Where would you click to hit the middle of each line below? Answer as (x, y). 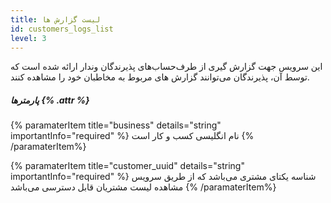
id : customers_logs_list (62, 29)
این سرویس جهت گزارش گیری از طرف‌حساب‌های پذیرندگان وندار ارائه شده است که (166, 67)
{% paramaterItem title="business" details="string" (116, 125)
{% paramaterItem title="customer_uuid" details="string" (127, 166)
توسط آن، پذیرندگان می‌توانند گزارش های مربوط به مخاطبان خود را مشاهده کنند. (160, 77)
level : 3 (28, 38)
